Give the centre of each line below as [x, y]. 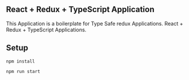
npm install [20, 61]
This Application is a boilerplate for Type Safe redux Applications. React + [95, 23]
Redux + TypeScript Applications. [46, 30]
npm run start [23, 71]
